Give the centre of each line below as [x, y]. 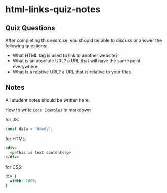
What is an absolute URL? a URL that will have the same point [76, 61]
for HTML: [16, 139]
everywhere [25, 66]
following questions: [26, 46]
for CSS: [14, 167]
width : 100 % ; [24, 181]
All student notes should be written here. [48, 100]
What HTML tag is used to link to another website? [65, 55]
